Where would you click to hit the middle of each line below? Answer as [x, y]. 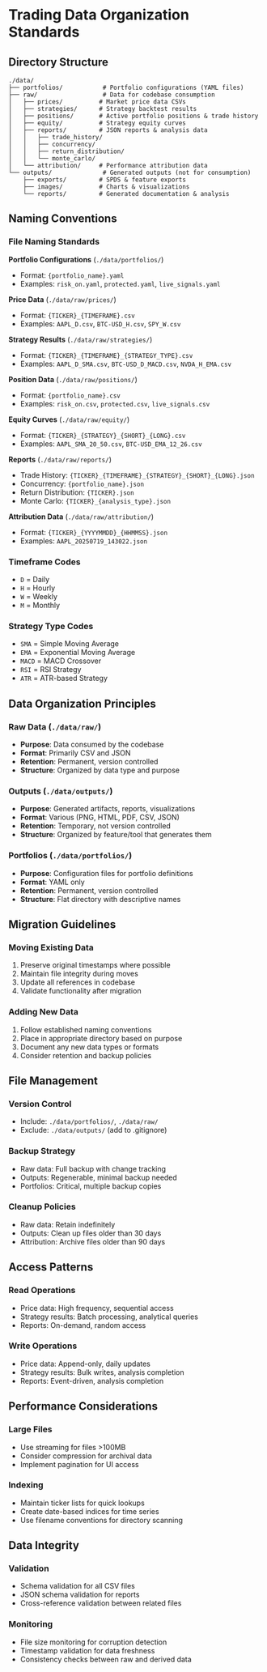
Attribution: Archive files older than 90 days [93, 1241]
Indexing [26, 1485]
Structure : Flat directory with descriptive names [100, 899]
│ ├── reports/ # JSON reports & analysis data [108, 130]
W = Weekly [39, 596]
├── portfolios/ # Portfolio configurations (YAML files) [126, 87]
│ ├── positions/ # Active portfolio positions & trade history [133, 116]
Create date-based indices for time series [89, 1511]
